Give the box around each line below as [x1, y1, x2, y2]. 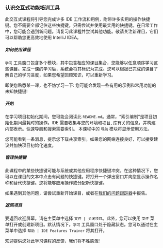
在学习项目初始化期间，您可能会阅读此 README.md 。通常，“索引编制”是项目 [5, 114, 153, 120]
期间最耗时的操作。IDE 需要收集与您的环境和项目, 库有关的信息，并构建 [13, 120, 156, 126]
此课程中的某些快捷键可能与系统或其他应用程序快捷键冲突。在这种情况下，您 [5, 168, 158, 173]
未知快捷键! [5, 89, 28, 95]
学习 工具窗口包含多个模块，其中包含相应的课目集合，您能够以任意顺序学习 [5, 60, 154, 66]
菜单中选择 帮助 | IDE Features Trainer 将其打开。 [5, 228, 108, 233]
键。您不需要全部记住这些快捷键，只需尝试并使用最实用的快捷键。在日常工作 [5, 22, 158, 28]
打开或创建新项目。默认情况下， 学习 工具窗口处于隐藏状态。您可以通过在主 [9, 222, 158, 228]
